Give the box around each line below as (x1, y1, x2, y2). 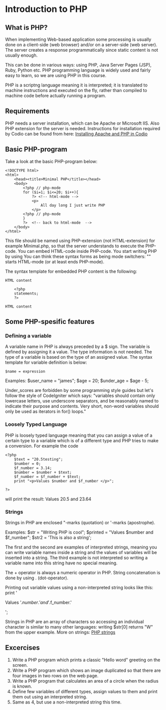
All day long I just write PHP (40, 203, 106, 208)
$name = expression (5, 369, 46, 374)
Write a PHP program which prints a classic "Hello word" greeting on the (12, 657, 161, 663)
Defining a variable (5, 332, 52, 339)
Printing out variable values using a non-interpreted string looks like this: (5, 584, 154, 590)
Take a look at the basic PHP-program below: (5, 158, 98, 164)
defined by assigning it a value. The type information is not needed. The (5, 349, 152, 355)
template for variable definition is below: (5, 359, 88, 366)
